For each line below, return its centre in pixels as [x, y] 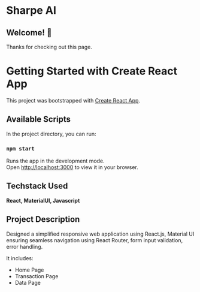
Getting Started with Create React [92, 71]
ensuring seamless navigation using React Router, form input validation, [95, 240]
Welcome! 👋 [29, 33]
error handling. [25, 246]
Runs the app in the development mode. [55, 161]
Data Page [28, 282]
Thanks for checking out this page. [49, 47]
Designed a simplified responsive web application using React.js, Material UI [100, 234]
